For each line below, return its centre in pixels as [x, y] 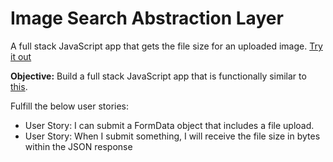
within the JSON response [78, 146]
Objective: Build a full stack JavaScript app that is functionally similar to [158, 76]
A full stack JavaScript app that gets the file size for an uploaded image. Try [166, 46]
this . [19, 86]
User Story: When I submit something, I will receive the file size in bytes [172, 136]
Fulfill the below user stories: [70, 106]
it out [21, 56]
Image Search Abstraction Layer [147, 18]
